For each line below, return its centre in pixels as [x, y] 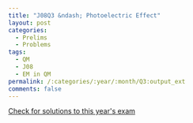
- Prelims [31, 37]
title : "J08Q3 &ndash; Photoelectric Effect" [84, 15]
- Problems [33, 45]
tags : [17, 52]
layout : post [30, 23]
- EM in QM [33, 74]
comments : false [35, 89]
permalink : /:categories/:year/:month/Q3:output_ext [97, 81]
